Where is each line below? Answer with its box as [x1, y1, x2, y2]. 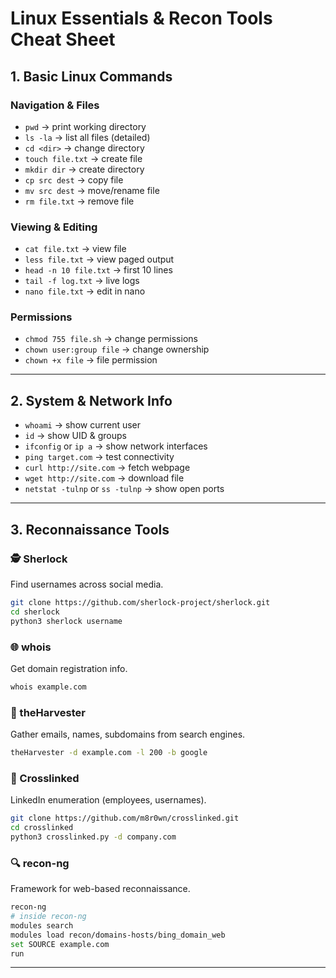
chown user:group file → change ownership [24, 343, 210, 356]
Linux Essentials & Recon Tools [10, 7, 273, 30]
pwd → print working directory [24, 120, 147, 132]
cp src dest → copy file [24, 173, 124, 186]
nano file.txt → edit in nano [24, 285, 146, 297]
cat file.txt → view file [24, 243, 127, 255]
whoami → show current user [24, 419, 142, 431]
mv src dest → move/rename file [24, 184, 160, 196]
